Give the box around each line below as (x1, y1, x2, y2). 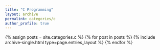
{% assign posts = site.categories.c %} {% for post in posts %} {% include (5, 34, 156, 40)
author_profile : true (5, 21, 49, 26)
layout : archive (5, 12, 38, 17)
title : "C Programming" (5, 7, 54, 12)
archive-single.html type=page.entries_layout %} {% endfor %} (5, 40, 133, 46)
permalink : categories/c (5, 16, 56, 21)
